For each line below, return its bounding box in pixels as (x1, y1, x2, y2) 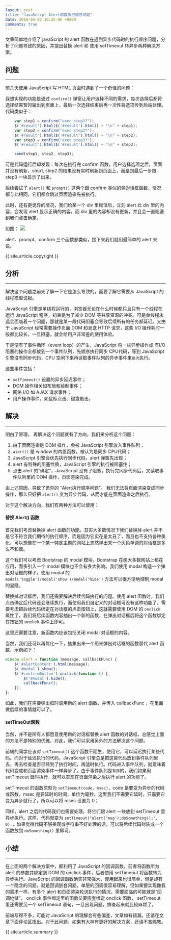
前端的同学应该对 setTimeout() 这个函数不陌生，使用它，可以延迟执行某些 (5, 748, 160, 755)
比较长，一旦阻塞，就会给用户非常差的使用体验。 (14, 331, 117, 337)
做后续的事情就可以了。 (5, 706, 54, 713)
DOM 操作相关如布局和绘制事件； (12, 383, 83, 389)
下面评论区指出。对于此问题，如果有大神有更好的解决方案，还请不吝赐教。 (9, 919, 166, 925)
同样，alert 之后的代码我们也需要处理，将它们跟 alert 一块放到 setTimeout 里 (5, 808, 165, 815)
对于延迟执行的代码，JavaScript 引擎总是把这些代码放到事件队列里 (18, 755, 159, 761)
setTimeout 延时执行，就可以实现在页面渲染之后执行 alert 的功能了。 (5, 774, 149, 780)
